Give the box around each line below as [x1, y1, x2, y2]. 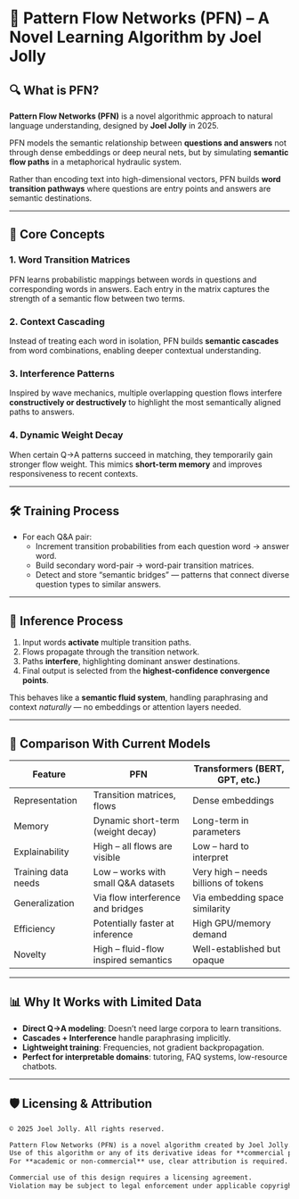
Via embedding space [192, 892, 285, 904]
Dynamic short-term [93, 814, 180, 827]
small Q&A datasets [93, 877, 175, 889]
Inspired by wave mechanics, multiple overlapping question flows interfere [9, 387, 283, 398]
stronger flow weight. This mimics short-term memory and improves [9, 459, 263, 470]
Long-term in [192, 814, 249, 827]
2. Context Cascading [9, 315, 105, 328]
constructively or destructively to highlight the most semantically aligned [9, 397, 282, 408]
